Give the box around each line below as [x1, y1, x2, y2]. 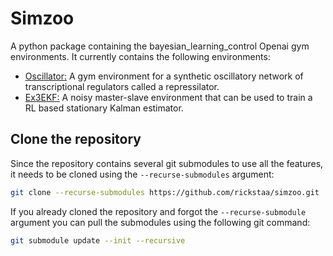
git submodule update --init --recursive [10, 235, 186, 246]
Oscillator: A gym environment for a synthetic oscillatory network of [24, 70, 304, 82]
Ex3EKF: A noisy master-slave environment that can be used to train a [24, 91, 313, 103]
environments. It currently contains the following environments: [10, 50, 271, 62]
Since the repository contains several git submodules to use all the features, [10, 157, 324, 169]
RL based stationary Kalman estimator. [24, 102, 184, 114]
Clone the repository [10, 131, 142, 148]
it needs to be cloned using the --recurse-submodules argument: [10, 168, 275, 180]
